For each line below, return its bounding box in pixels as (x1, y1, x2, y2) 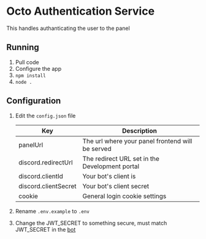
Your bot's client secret (82, 182, 150, 190)
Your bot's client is (82, 172, 136, 180)
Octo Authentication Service (6, 4, 155, 18)
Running (6, 42, 40, 53)
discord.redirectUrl (18, 158, 73, 166)
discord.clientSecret (18, 182, 77, 190)
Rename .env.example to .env (15, 207, 90, 215)
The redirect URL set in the (82, 154, 159, 163)
